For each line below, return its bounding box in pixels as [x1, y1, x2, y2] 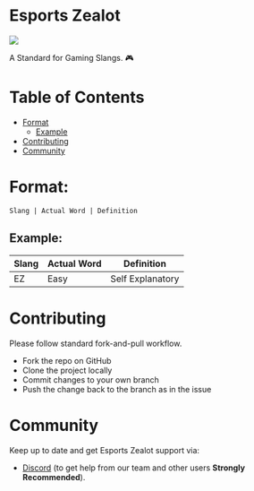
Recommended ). [21, 471, 86, 482]
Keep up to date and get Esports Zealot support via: [9, 444, 199, 455]
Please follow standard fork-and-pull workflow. [9, 338, 182, 349]
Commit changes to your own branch [21, 374, 159, 385]
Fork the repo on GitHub [21, 355, 112, 366]
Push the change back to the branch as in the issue [21, 383, 212, 394]
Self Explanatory [110, 272, 180, 285]
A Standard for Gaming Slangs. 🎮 [9, 52, 134, 63]
